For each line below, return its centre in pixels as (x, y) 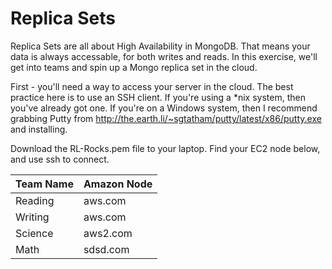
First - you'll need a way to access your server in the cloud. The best (152, 86)
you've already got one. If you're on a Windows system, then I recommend (164, 108)
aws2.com (108, 233)
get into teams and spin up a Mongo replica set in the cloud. (134, 67)
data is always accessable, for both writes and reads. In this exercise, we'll (164, 56)
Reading (35, 200)
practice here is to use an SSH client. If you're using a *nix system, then (158, 97)
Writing (32, 217)
